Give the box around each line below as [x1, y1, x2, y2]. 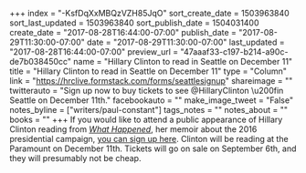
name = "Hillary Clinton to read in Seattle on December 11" [72, 56, 293, 66]
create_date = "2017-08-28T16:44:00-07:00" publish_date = [9, 27, 237, 37]
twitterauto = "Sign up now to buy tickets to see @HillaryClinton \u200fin [9, 86, 284, 96]
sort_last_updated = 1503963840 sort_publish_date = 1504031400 [9, 17, 259, 28]
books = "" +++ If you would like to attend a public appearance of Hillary [9, 114, 283, 125]
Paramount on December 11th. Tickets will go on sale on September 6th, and [9, 143, 297, 154]
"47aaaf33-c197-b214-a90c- [180, 46, 289, 57]
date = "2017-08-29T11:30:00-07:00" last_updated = [86, 36, 285, 47]
